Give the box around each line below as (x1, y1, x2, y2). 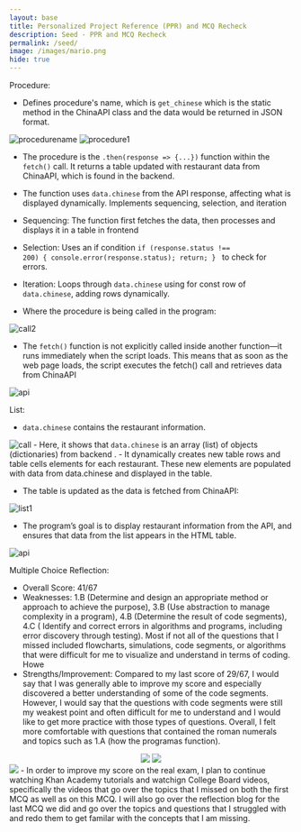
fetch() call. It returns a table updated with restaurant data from (22, 161, 261, 171)
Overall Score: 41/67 (22, 582, 98, 593)
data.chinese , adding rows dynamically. (22, 288, 171, 298)
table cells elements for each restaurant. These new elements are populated (9, 459, 292, 469)
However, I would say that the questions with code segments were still (22, 698, 283, 708)
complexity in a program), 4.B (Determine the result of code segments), (22, 611, 288, 622)
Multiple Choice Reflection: (9, 565, 110, 575)
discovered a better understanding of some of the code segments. (22, 688, 270, 699)
